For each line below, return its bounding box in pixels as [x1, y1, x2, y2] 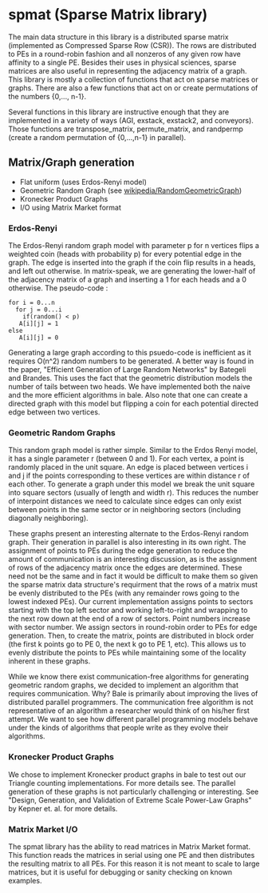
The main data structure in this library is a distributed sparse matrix [8, 32, 229, 42]
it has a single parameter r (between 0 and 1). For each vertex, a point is [8, 454, 245, 463]
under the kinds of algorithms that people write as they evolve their [8, 723, 229, 733]
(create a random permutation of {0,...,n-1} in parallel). [8, 132, 187, 142]
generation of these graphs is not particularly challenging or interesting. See [8, 787, 259, 796]
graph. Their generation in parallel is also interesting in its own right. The [8, 538, 246, 547]
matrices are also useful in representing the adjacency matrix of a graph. [8, 66, 247, 75]
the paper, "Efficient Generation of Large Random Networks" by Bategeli [8, 365, 246, 374]
